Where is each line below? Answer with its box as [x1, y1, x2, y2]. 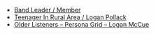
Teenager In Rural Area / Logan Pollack [13, 13, 127, 21]
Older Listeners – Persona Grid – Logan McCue [13, 21, 150, 28]
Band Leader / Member [13, 6, 81, 14]
